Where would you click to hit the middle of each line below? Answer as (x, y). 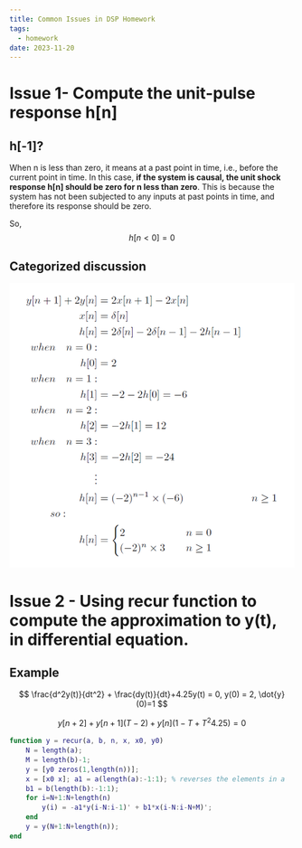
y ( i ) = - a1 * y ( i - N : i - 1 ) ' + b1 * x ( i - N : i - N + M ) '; (127, 808)
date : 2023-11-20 (42, 48)
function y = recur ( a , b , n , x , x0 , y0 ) (87, 741)
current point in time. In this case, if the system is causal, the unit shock (145, 177)
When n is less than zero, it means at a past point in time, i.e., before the (144, 168)
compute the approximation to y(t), (143, 620)
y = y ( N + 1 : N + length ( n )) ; (72, 827)
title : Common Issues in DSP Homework (82, 19)
